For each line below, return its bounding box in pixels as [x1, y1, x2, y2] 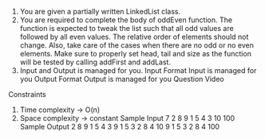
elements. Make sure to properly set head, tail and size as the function [19, 49, 251, 58]
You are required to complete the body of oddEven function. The [19, 15, 233, 25]
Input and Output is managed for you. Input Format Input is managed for [19, 66, 257, 75]
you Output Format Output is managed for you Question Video [19, 75, 225, 83]
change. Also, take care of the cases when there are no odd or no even [19, 41, 254, 50]
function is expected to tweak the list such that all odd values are [19, 24, 234, 33]
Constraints [8, 90, 46, 98]
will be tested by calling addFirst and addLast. [19, 57, 172, 67]
